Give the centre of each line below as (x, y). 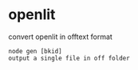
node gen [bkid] (35, 51)
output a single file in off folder (69, 58)
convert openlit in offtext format (61, 37)
